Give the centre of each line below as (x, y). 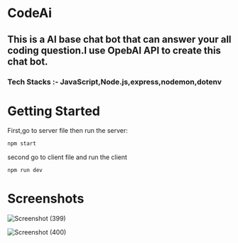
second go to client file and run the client (67, 157)
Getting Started (54, 111)
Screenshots (46, 199)
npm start (22, 144)
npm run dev (25, 171)
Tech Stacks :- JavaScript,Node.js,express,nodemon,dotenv (115, 82)
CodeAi (29, 13)
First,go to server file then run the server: (67, 131)
